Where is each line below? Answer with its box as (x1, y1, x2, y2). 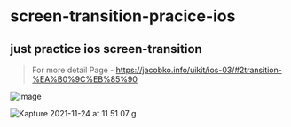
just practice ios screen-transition (10, 41, 202, 56)
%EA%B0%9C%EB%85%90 (31, 74, 138, 85)
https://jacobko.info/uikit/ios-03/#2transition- (115, 64, 282, 75)
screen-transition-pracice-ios (10, 6, 236, 26)
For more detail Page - (31, 64, 114, 75)
